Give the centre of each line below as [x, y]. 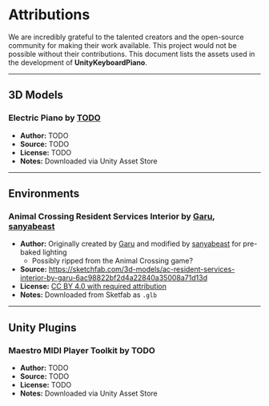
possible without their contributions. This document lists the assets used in [132, 54]
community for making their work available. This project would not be [123, 45]
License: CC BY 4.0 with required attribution [93, 287]
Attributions [49, 15]
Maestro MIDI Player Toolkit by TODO [82, 350]
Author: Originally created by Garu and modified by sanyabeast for [130, 244]
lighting [55, 252]
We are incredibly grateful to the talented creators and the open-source [126, 37]
